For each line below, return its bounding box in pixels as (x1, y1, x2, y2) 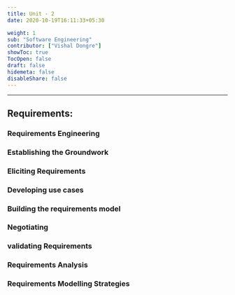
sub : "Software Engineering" (7, 36, 92, 43)
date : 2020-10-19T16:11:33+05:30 (7, 17, 105, 24)
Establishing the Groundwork (7, 147, 109, 157)
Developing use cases (7, 185, 84, 195)
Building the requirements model (7, 204, 121, 214)
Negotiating (7, 222, 49, 232)
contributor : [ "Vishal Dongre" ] (7, 43, 101, 50)
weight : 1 (7, 29, 36, 36)
